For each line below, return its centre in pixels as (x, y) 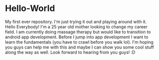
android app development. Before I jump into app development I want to (77, 37)
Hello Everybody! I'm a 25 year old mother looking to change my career (76, 26)
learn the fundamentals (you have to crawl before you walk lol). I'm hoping (79, 42)
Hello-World (30, 8)
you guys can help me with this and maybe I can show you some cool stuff (79, 47)
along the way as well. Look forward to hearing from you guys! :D (70, 52)
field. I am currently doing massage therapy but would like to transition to (78, 32)
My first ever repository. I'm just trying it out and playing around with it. (76, 22)
